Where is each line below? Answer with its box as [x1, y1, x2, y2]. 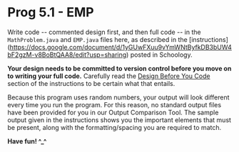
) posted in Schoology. [126, 50, 193, 59]
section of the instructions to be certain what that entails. [7, 79, 176, 87]
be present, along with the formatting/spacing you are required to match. [7, 123, 222, 131]
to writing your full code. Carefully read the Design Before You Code [7, 72, 210, 80]
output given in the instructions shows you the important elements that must [7, 115, 232, 124]
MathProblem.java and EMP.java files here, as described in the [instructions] [7, 35, 228, 43]
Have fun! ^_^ [7, 136, 47, 146]
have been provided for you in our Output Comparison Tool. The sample [7, 108, 219, 116]
